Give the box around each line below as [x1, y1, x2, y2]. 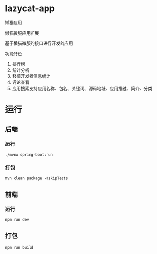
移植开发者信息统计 [12, 73, 51, 79]
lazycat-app [5, 3, 55, 14]
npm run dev [5, 217, 29, 222]
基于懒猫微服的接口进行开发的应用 [5, 40, 73, 46]
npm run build [5, 245, 34, 250]
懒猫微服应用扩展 [5, 30, 39, 36]
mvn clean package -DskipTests [5, 176, 68, 181]
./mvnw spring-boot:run [5, 152, 53, 157]
